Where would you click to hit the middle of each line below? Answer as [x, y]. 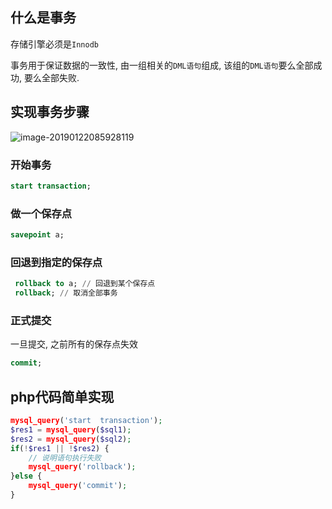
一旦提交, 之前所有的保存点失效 [74, 344]
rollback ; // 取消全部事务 [66, 293]
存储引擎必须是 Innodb [54, 44]
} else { [26, 476]
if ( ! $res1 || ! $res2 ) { [60, 448]
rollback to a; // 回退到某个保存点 [85, 284]
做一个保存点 [41, 213]
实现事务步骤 [50, 112]
